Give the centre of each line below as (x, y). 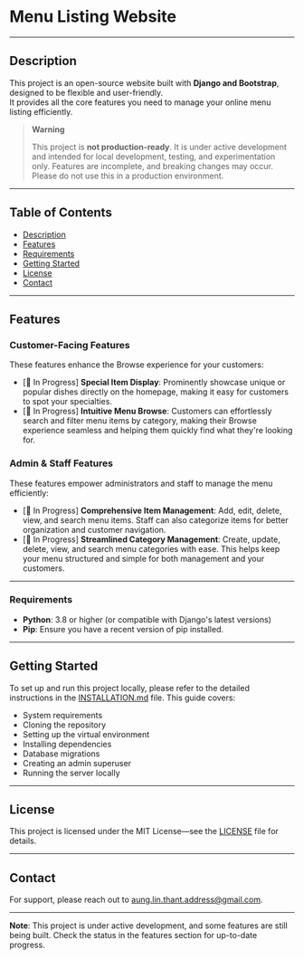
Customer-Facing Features (70, 345)
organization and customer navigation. (94, 529)
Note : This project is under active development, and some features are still (148, 926)
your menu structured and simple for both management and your (143, 558)
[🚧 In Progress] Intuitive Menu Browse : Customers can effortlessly (147, 411)
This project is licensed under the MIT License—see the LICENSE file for (144, 831)
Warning (48, 129)
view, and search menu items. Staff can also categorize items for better (155, 520)
